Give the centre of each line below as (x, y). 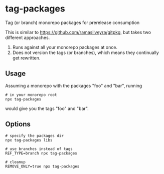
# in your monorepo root (31, 95)
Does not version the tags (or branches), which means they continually (86, 52)
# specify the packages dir (35, 135)
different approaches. (28, 37)
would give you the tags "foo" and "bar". (47, 108)
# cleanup (16, 162)
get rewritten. (26, 57)
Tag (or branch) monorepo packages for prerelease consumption (72, 22)
